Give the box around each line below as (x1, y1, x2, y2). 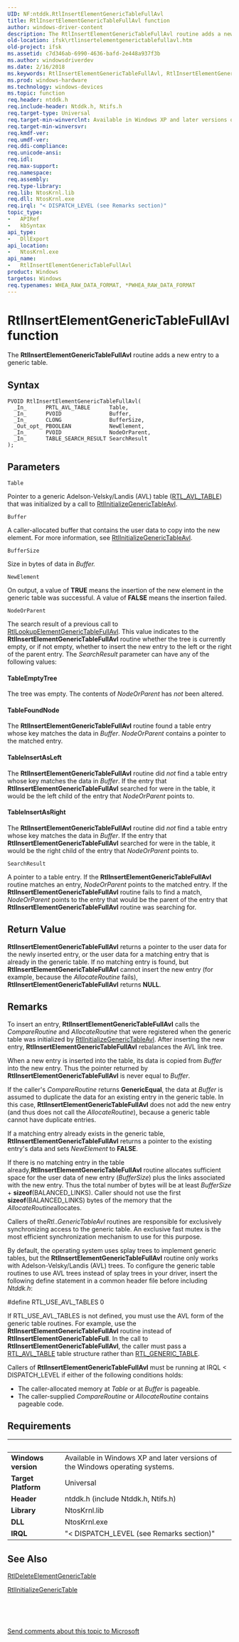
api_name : (7, 255, 37, 263)
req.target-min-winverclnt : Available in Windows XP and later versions (7, 116, 228, 123)
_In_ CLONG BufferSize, (14, 417, 144, 424)
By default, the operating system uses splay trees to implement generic (7, 1246, 217, 1254)
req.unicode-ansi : (7, 149, 62, 157)
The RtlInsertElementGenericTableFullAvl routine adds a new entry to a (7, 351, 219, 359)
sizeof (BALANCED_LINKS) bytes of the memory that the (7, 1196, 172, 1204)
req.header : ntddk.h (7, 97, 69, 104)
